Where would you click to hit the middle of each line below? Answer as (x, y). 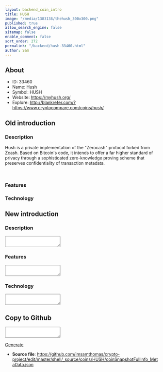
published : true (21, 23)
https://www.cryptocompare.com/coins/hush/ (58, 108)
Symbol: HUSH (27, 92)
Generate (14, 345)
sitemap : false (20, 32)
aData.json (23, 364)
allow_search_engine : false (33, 28)
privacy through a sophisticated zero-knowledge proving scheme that (75, 158)
